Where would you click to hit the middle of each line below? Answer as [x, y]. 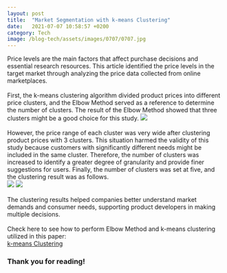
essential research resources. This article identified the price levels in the [111, 66]
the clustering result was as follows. [58, 177]
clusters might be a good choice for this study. [73, 119]
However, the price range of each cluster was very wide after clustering [109, 133]
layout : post [26, 13]
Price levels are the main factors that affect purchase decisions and [102, 59]
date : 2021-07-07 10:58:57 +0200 [58, 26]
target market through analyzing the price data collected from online [104, 74]
